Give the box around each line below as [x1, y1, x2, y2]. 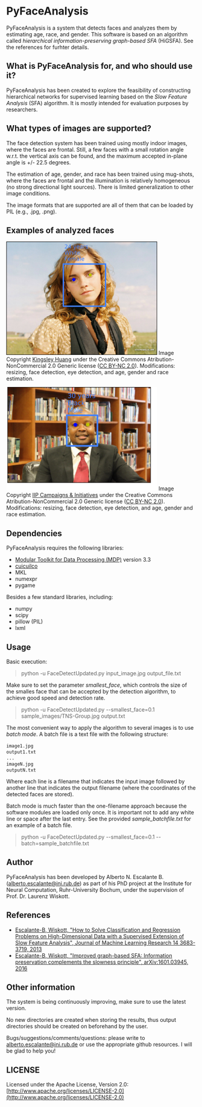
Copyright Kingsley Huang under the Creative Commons [6, 355, 147, 363]
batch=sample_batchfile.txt [21, 840, 89, 847]
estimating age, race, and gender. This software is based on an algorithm [6, 30, 188, 37]
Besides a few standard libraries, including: [6, 594, 113, 601]
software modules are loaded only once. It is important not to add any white [6, 809, 194, 816]
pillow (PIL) [14, 618, 43, 625]
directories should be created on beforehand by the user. [6, 1023, 148, 1030]
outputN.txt [6, 767, 36, 773]
